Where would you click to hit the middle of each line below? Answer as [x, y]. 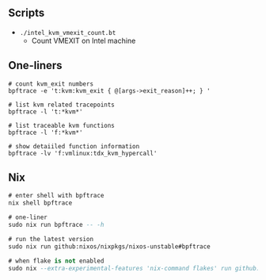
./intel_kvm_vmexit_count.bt [68, 33]
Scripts [27, 13]
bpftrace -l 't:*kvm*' [46, 111]
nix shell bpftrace [40, 203]
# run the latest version [51, 239]
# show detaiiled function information [74, 146]
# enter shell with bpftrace [56, 196]
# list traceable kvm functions [61, 125]
